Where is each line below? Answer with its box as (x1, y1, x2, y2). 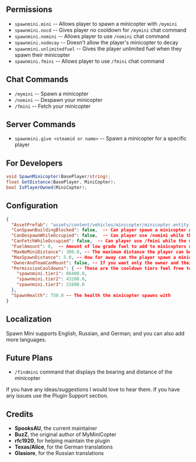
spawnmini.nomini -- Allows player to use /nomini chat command (14, 32, 170, 40)
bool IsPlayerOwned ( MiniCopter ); (6, 184, 87, 190)
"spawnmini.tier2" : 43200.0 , (16, 276, 87, 282)
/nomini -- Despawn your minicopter (14, 96, 103, 103)
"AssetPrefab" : (11, 222, 48, 228)
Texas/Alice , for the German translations (14, 443, 113, 450)
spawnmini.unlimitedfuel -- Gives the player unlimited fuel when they (14, 45, 182, 52)
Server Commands (6, 119, 76, 129)
